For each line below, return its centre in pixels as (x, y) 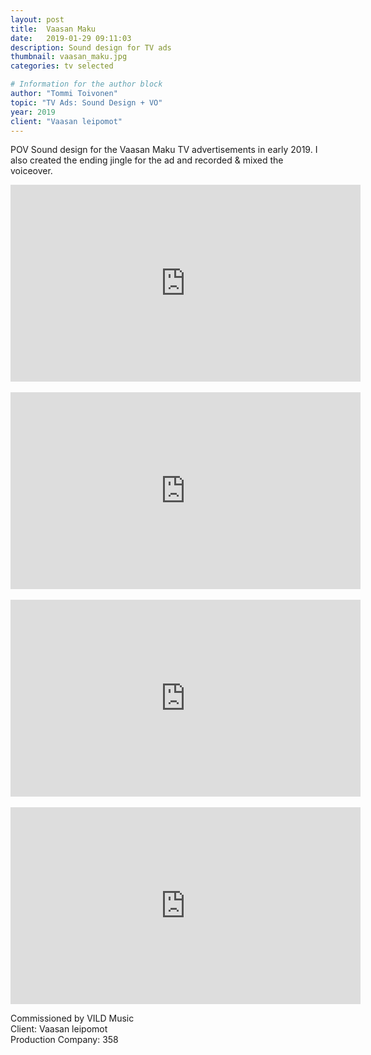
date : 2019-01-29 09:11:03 (71, 38)
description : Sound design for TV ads (91, 47)
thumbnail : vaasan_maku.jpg (69, 57)
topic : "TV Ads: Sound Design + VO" (86, 102)
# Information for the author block (86, 84)
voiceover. (31, 171)
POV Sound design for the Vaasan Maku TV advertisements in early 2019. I (164, 150)
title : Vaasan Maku (53, 29)
